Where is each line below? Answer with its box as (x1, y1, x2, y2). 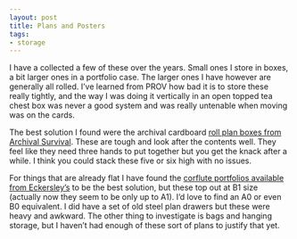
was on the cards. (9, 110, 76, 120)
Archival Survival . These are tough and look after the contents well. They (9, 136, 276, 147)
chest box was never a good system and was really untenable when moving (9, 100, 288, 111)
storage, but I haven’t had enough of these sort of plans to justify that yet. (9, 220, 280, 231)
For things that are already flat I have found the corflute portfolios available (9, 173, 285, 184)
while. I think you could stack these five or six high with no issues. (9, 155, 252, 166)
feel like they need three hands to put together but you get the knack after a (9, 146, 288, 157)
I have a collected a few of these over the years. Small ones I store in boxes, (9, 62, 289, 73)
